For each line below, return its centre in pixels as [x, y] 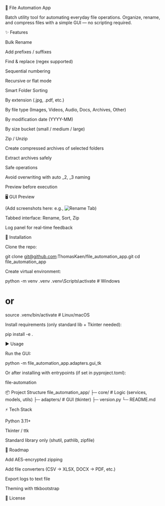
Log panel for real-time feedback [39, 227]
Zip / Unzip [17, 139]
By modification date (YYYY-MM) [39, 119]
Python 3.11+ [18, 421]
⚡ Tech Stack [19, 409]
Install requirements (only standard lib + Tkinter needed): [63, 324]
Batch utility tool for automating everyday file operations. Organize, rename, [83, 17]
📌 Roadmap [17, 450]
